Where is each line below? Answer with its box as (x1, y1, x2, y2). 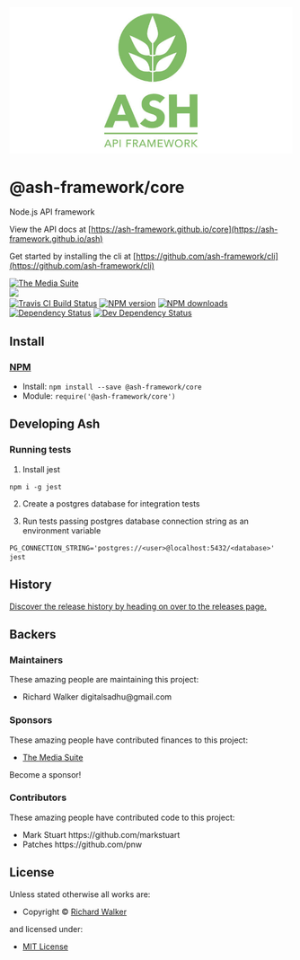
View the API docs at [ (9, 224, 92, 235)
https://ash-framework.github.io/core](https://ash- (91, 224, 278, 235)
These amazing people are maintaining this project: (9, 674, 199, 685)
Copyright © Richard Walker (22, 906, 128, 917)
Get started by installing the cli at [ (9, 251, 137, 262)
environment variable (22, 524, 101, 536)
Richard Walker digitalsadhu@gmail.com (22, 691, 172, 702)
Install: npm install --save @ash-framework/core (22, 381, 202, 392)
